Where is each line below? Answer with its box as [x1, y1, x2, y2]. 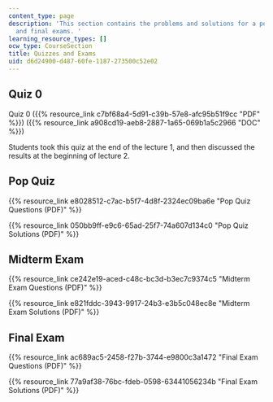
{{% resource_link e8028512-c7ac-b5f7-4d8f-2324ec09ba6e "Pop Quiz [8, 196, 251, 206]
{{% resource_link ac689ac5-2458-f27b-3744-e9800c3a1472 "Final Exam [8, 352, 258, 362]
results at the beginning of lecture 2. [8, 151, 130, 160]
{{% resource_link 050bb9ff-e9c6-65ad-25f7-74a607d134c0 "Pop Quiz [8, 221, 249, 230]
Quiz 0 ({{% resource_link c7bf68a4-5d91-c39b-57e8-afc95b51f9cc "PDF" [8, 109, 261, 119]
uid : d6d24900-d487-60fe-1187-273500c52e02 [8, 58, 158, 66]
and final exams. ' [15, 27, 82, 35]
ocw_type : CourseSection [8, 42, 93, 50]
